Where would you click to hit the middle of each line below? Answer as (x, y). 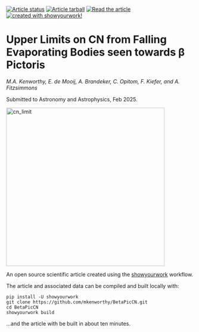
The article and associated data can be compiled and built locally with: (93, 286)
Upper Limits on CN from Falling (86, 40)
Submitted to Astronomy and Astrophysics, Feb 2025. (72, 99)
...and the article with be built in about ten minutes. (69, 323)
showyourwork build (30, 312)
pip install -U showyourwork (42, 297)
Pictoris (26, 65)
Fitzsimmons (22, 88)
